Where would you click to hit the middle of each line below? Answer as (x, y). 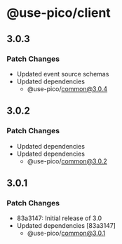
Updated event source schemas (63, 74)
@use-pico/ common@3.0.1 (66, 233)
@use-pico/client (59, 13)
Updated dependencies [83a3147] (66, 226)
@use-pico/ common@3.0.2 (67, 161)
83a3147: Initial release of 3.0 (59, 218)
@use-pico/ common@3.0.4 (67, 88)
